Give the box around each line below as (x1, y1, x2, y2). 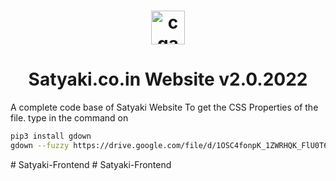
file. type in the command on (10, 112, 129, 124)
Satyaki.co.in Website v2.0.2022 (28, 68, 308, 91)
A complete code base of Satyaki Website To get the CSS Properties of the (10, 101, 319, 114)
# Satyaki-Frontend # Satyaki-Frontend (10, 158, 172, 170)
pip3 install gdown (10, 131, 92, 142)
